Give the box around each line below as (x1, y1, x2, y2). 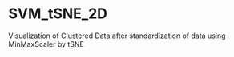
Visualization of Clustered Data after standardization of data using (8, 31, 226, 40)
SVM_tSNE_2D (8, 5, 108, 23)
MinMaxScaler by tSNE (8, 39, 84, 48)
